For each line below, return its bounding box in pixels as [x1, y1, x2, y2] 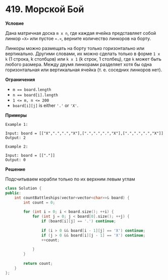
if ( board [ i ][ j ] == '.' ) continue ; [41, 219, 116, 224]
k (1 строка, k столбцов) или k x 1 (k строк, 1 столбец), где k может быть [5, 56, 161, 62]
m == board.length [12, 87, 51, 92]
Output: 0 [5, 157, 26, 162]
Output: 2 [5, 135, 26, 140]
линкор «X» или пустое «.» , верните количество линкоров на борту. [5, 35, 151, 41]
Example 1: [5, 122, 28, 127]
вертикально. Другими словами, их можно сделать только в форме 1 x [5, 51, 160, 57]
